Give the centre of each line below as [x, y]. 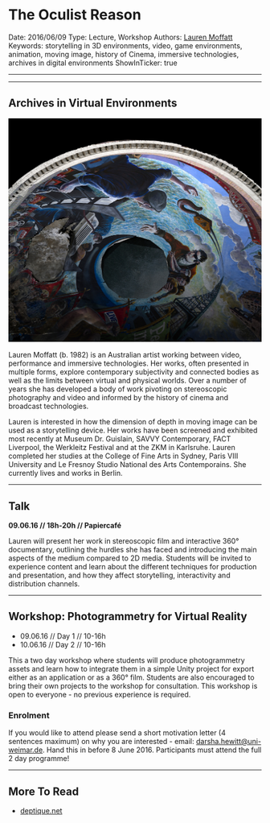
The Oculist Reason [75, 15]
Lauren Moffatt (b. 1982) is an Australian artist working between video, [125, 355]
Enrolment [29, 715]
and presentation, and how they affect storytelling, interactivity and [119, 575]
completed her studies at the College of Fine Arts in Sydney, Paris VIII [123, 456]
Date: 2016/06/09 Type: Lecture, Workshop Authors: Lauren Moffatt [121, 37]
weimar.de [26, 750]
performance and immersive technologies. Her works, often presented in [129, 363]
